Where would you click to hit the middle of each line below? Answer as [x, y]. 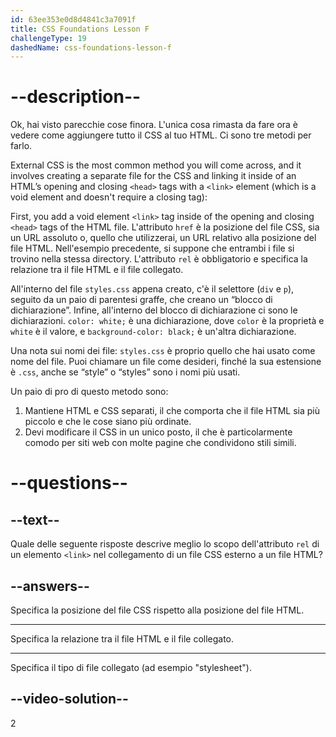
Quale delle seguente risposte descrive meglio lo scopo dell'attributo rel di [165, 544]
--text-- [35, 519]
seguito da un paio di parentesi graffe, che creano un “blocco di [141, 300]
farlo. [21, 146]
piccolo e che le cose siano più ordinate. [108, 422]
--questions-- [69, 483]
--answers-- [50, 586]
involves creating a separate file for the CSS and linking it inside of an [153, 176]
